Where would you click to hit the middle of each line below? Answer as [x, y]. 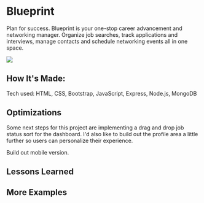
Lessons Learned [40, 171]
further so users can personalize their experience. [70, 140]
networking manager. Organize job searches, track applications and [92, 34]
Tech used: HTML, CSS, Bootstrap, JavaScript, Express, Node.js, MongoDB [102, 93]
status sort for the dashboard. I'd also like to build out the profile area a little [102, 134]
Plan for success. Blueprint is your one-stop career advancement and [94, 28]
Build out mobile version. [38, 152]
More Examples [37, 192]
